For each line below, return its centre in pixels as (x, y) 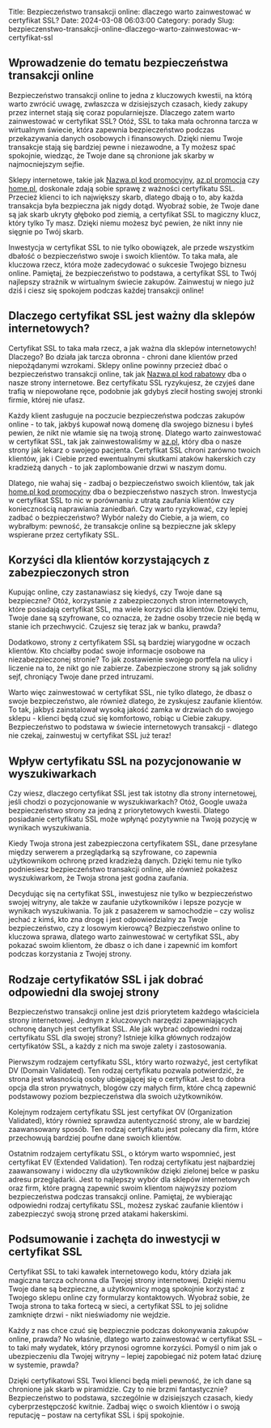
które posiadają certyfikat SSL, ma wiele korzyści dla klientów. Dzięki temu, (134, 609)
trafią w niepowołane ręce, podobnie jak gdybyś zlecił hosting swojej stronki (135, 391)
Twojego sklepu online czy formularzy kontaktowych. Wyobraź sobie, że (129, 1297)
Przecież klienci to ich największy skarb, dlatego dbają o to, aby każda (126, 197)
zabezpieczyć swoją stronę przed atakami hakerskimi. (98, 1214)
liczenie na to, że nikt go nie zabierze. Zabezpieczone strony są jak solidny (133, 668)
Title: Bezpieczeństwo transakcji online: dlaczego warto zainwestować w (130, 12)
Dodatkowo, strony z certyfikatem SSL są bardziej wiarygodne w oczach (129, 642)
